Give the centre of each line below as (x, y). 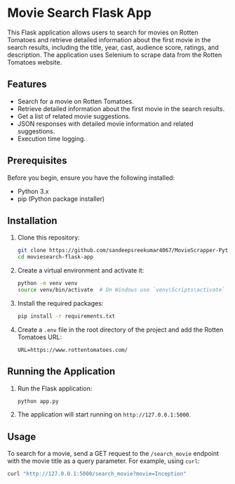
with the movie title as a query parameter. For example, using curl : (103, 461)
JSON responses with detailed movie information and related (106, 124)
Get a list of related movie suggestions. (74, 116)
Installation (32, 220)
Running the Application (61, 371)
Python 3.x (33, 191)
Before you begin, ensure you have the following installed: (91, 178)
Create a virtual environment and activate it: (81, 270)
